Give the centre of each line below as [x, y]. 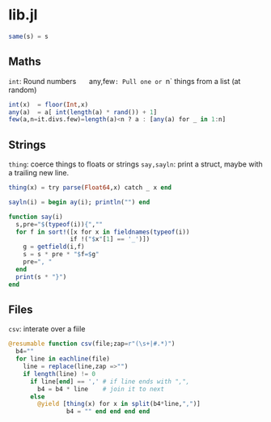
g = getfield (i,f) [54, 247]
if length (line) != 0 [59, 373]
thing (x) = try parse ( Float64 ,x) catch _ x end [90, 188]
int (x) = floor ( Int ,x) [49, 104]
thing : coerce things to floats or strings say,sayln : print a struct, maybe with [135, 164]
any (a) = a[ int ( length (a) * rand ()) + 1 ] [83, 112]
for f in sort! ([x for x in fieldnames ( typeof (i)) [103, 232]
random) [23, 90]
